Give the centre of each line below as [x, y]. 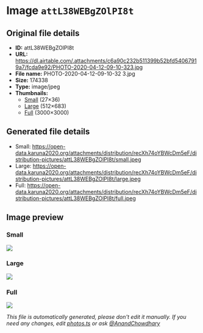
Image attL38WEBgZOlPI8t [70, 11]
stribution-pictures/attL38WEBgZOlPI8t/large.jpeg [78, 179]
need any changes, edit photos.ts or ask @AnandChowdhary [83, 323]
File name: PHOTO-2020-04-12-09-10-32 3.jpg [75, 73]
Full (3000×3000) [47, 113]
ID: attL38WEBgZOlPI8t [45, 48]
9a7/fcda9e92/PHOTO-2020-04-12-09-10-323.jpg [79, 67]
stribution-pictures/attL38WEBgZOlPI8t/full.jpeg [75, 198]
